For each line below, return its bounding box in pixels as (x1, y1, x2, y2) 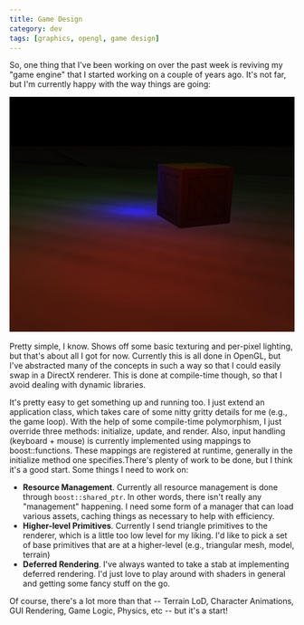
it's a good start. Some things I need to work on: (9, 464, 189, 475)
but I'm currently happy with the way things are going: (9, 79, 211, 90)
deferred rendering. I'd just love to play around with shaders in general (22, 568, 286, 579)
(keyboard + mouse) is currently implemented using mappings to (9, 435, 252, 446)
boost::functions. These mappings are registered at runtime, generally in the (9, 445, 293, 456)
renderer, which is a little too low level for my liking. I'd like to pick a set (22, 530, 288, 541)
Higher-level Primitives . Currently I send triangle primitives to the (22, 520, 269, 531)
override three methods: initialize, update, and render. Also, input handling (9, 426, 286, 437)
